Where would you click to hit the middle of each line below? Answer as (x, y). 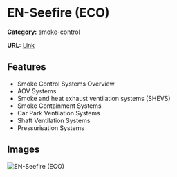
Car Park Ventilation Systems (58, 113)
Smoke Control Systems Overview (66, 84)
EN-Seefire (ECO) (58, 13)
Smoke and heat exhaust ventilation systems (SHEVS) (94, 98)
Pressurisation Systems (51, 128)
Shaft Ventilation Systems (54, 120)
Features (27, 67)
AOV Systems (37, 91)
